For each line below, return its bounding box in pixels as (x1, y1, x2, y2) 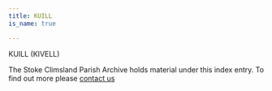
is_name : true (8, 19, 57, 28)
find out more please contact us (8, 73, 115, 83)
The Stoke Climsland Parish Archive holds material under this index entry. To (8, 64, 265, 74)
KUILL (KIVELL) (8, 49, 60, 58)
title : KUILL (8, 11, 53, 20)
